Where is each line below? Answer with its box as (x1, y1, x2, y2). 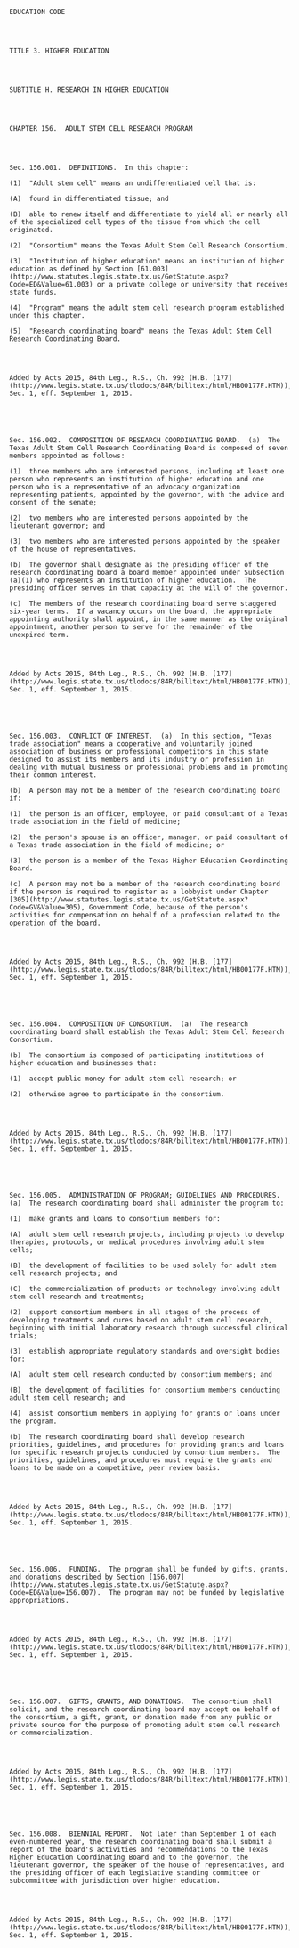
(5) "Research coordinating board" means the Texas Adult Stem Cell (9, 327, 273, 335)
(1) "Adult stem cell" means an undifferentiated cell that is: (9, 179, 256, 188)
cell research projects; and (9, 1269, 117, 1278)
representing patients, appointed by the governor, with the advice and (9, 490, 285, 499)
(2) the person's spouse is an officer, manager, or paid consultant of (9, 833, 289, 842)
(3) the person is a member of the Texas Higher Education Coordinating (9, 856, 289, 865)
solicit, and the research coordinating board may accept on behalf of (9, 1705, 280, 1714)
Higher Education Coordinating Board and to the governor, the (9, 1853, 249, 1862)
